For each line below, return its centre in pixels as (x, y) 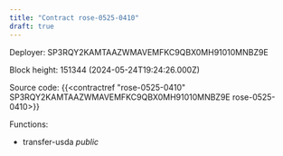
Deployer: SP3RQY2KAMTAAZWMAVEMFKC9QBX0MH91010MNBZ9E (139, 52)
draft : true (32, 26)
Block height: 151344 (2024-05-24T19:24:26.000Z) (105, 70)
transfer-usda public (61, 141)
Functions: (29, 124)
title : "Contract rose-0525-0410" (75, 18)
